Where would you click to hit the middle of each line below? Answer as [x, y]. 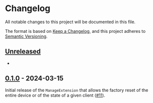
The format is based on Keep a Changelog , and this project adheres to [75, 31]
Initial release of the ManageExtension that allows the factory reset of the [77, 90]
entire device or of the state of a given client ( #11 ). [55, 95]
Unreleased [23, 51]
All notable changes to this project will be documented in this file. [70, 22]
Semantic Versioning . [26, 36]
